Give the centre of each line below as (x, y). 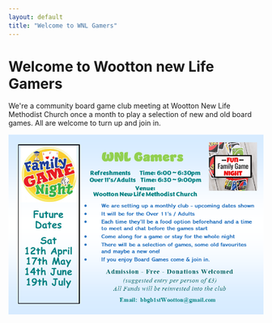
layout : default (36, 17)
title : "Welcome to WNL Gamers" (63, 25)
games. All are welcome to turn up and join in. (85, 123)
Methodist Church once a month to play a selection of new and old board (130, 115)
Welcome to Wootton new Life (111, 67)
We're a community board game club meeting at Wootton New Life (119, 106)
